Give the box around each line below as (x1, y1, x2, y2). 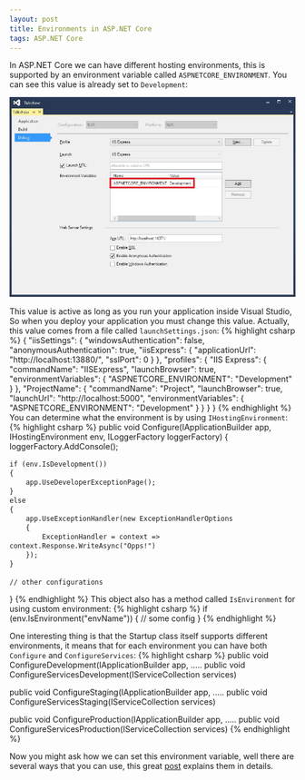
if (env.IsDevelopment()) (9, 459, 107, 469)
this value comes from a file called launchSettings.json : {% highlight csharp (9, 325, 296, 336)
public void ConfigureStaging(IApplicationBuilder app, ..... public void (9, 686, 268, 698)
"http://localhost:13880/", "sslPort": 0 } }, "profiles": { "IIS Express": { (9, 354, 267, 365)
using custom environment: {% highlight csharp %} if (9, 604, 209, 615)
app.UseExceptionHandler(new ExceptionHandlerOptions (25, 514, 233, 524)
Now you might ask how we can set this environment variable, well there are (9, 751, 295, 762)
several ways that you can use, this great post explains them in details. (9, 761, 274, 772)
